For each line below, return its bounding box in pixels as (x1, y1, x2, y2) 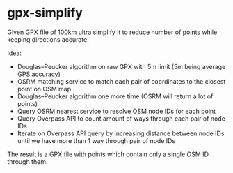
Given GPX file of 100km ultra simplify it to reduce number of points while (7, 28, 218, 36)
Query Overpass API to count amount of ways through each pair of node (17, 114, 226, 123)
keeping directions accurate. (7, 35, 89, 43)
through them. (7, 157, 48, 165)
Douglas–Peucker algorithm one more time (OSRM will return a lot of (17, 92, 214, 100)
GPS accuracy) (17, 70, 61, 78)
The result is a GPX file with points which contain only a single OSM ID (7, 150, 209, 158)
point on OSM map (17, 84, 72, 93)
